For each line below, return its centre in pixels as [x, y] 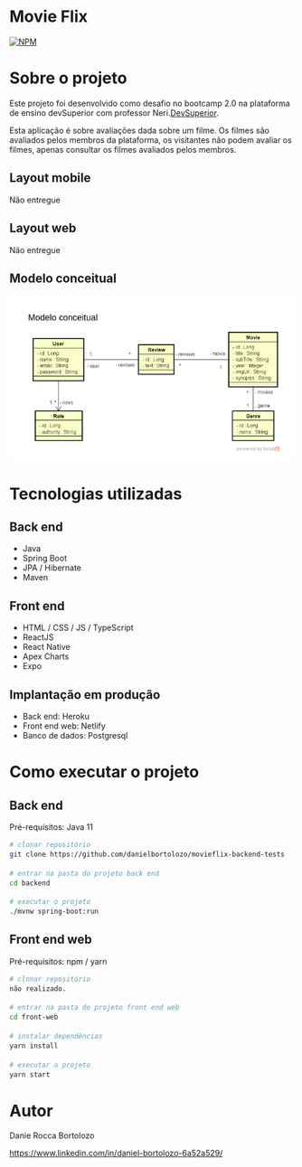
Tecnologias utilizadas [96, 494]
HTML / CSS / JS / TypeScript [78, 628]
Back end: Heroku [56, 717]
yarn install [34, 1046]
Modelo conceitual [63, 278]
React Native [46, 647]
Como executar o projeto [104, 772]
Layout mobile [50, 178]
